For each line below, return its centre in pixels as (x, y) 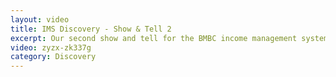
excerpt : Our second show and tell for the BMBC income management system (169, 38)
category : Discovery (53, 57)
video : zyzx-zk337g (51, 47)
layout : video (40, 19)
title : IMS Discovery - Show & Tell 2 (91, 29)
